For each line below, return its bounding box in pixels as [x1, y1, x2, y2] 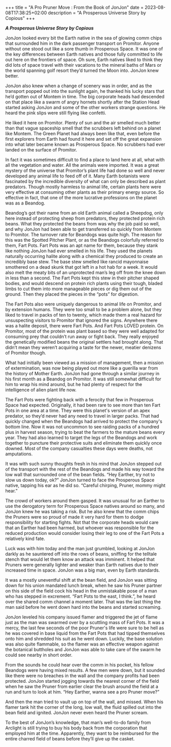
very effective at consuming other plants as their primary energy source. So [5, 189, 164, 195]
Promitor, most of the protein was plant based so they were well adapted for [5, 328, 164, 334]
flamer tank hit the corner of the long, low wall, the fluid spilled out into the [5, 704, 162, 710]
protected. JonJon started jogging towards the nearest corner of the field [5, 678, 159, 684]
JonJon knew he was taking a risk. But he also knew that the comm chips [5, 508, 159, 514]
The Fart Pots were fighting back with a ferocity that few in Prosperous [5, 397, 154, 402]
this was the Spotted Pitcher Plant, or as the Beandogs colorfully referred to [5, 237, 164, 243]
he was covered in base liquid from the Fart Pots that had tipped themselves [5, 630, 165, 636]
